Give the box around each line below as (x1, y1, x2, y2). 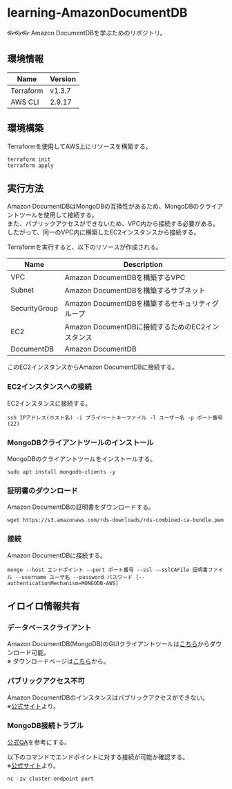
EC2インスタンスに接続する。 (7, 399, 92, 407)
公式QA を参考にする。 (7, 738, 71, 746)
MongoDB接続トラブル (7, 721, 84, 731)
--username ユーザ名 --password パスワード (15, 573, 133, 580)
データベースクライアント (7, 623, 92, 632)
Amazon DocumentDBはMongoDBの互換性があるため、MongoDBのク (7, 202, 206, 211)
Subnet (10, 286, 35, 295)
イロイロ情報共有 (7, 600, 80, 612)
